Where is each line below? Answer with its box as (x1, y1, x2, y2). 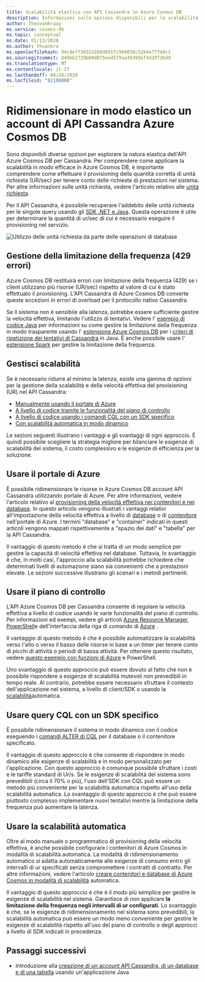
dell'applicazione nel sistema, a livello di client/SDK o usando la (6, 686, 166, 693)
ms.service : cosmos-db (6, 26, 64, 33)
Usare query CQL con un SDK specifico (6, 710, 159, 720)
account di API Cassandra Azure (6, 117, 174, 131)
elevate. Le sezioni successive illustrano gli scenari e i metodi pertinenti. (6, 569, 188, 576)
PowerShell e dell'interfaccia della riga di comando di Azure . (6, 623, 158, 630)
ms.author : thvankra (6, 44, 59, 50)
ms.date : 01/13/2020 (6, 37, 59, 44)
